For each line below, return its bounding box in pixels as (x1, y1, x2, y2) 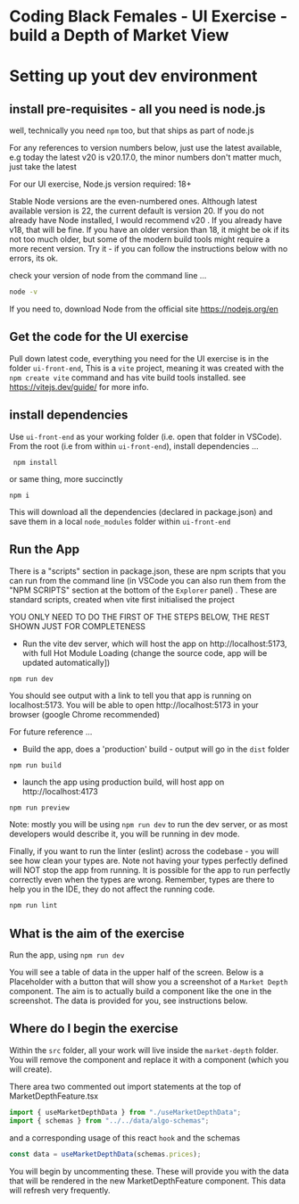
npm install (12, 458, 58, 467)
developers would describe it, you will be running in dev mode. (9, 828, 240, 840)
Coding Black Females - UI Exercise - (9, 6, 288, 27)
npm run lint (9, 901, 58, 910)
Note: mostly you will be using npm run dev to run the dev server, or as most (9, 819, 288, 830)
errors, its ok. (9, 253, 58, 264)
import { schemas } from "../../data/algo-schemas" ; (9, 1116, 210, 1125)
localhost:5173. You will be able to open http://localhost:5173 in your (9, 700, 259, 710)
